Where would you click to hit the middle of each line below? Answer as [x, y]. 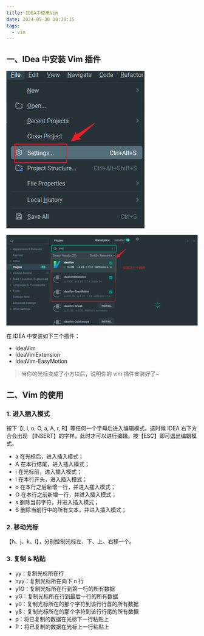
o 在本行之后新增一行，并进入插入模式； [66, 487]
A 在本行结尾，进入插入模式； [52, 464]
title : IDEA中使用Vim [32, 13]
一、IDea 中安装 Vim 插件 [54, 59]
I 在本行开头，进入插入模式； [51, 479]
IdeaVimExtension [38, 355]
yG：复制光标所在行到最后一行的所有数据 [66, 596]
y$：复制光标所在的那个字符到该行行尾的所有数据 [77, 611]
